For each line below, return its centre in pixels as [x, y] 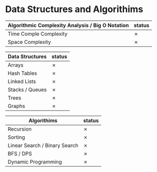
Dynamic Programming [35, 161]
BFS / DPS [20, 153]
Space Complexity [29, 42]
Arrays [16, 65]
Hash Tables [22, 73]
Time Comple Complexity [38, 34]
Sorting [16, 137]
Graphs [16, 106]
